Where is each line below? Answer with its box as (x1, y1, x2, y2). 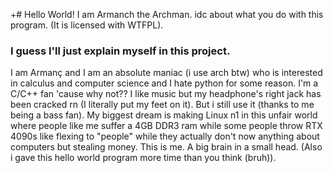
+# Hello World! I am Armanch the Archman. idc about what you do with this (10, 9, 324, 20)
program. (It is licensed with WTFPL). (10, 19, 164, 31)
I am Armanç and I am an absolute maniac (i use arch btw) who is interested (10, 67, 323, 79)
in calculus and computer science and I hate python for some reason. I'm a (10, 77, 319, 89)
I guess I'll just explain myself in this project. (10, 44, 231, 58)
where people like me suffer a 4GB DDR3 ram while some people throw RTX (10, 120, 323, 132)
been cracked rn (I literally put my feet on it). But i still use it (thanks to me (10, 99, 315, 111)
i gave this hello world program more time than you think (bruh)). (10, 152, 277, 164)
